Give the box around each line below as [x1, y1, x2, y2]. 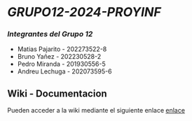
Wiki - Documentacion [7, 87, 107, 99]
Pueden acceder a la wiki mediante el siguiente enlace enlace [7, 106, 186, 115]
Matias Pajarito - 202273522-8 [17, 45, 107, 53]
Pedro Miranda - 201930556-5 [17, 60, 107, 69]
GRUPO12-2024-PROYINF [7, 4, 161, 20]
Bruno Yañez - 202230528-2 [17, 52, 102, 61]
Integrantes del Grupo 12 [7, 29, 93, 39]
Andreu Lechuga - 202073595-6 [17, 67, 112, 76]
